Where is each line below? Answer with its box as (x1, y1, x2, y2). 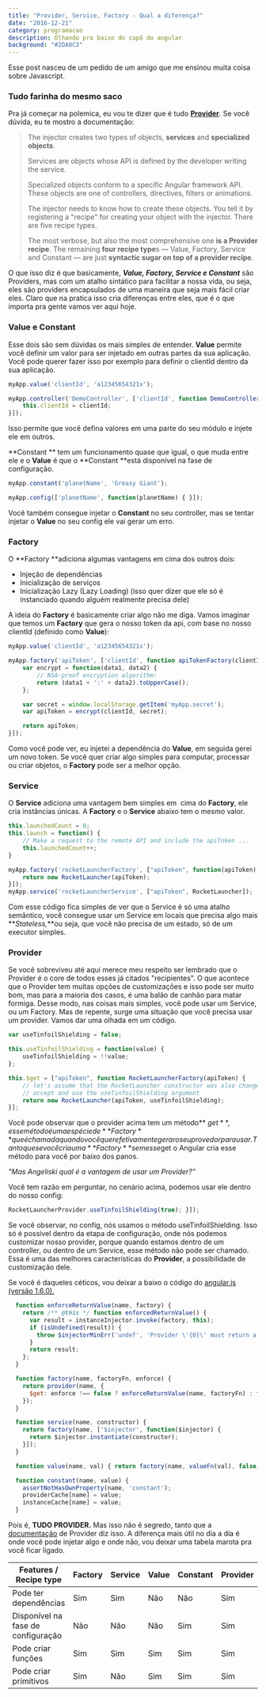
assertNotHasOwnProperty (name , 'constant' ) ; (22, 1484, 172, 1492)
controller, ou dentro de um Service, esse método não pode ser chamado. (8, 1246, 249, 1255)
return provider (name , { (22, 1382, 104, 1390)
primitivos (12, 1676, 49, 1687)
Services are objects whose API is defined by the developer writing (27, 156, 247, 166)
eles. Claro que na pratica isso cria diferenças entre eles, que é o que (8, 294, 235, 303)
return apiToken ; (22, 722, 80, 730)
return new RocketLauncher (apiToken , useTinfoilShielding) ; (22, 1096, 225, 1105)
